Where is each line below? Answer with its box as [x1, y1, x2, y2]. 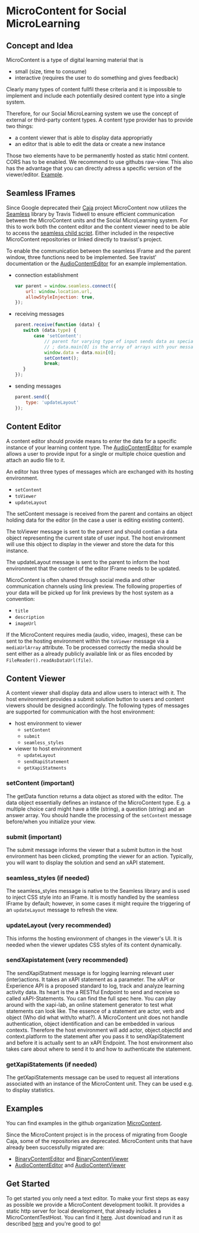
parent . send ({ [14, 394, 50, 400]
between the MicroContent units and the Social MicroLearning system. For [6, 216, 188, 224]
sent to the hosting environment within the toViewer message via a [6, 637, 169, 644]
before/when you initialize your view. [6, 818, 96, 825]
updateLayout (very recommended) [6, 921, 112, 930]
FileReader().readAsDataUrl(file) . [6, 656, 93, 664]
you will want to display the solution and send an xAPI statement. [6, 859, 165, 866]
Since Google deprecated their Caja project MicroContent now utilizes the [6, 204, 187, 211]
